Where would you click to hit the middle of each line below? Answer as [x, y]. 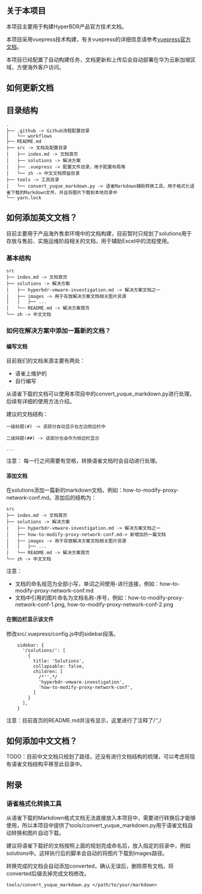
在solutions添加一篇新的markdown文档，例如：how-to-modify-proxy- [93, 490]
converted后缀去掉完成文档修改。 [48, 874]
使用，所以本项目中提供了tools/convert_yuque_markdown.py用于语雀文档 [97, 825]
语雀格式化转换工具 [34, 804]
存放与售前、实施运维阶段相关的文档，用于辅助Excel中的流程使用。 [89, 241]
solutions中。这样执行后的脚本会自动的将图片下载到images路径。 [87, 853]
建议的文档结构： [27, 414]
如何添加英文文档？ [42, 218]
